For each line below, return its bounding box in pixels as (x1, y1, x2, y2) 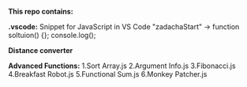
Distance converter (8, 46, 73, 55)
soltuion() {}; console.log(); (8, 31, 96, 40)
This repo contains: (8, 7, 73, 16)
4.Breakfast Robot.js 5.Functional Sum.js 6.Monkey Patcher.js (8, 70, 208, 78)
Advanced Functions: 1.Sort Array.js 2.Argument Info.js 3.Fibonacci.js (8, 61, 236, 70)
